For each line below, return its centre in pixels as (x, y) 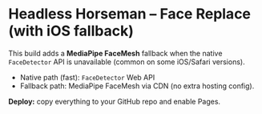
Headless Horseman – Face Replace (129, 14)
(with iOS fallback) (71, 31)
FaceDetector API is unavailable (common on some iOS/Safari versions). (127, 62)
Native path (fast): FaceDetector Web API (87, 77)
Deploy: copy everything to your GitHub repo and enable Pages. (115, 101)
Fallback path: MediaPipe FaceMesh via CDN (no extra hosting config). (137, 86)
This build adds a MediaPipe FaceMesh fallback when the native (115, 53)
